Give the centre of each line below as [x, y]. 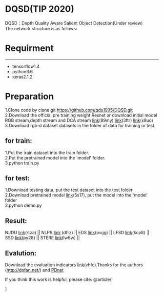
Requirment [29, 49]
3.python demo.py [23, 205]
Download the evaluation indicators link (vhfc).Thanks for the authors [74, 265]
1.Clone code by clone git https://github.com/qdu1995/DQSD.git [69, 110]
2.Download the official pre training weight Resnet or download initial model [81, 115]
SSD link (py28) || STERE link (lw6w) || [42, 238]
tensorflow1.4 [26, 66]
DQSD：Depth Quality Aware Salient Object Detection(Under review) [74, 23]
